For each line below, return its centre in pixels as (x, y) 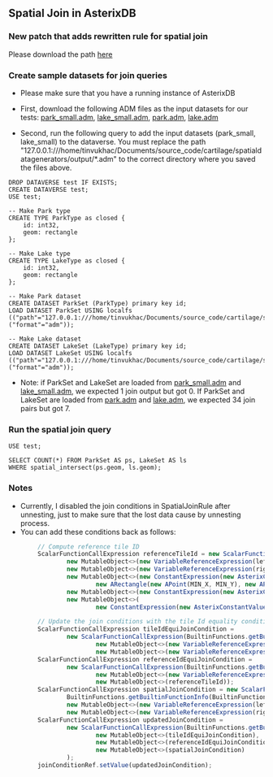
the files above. (46, 167)
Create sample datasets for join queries (88, 75)
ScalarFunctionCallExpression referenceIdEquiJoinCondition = (145, 659)
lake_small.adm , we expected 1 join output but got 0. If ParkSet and (132, 391)
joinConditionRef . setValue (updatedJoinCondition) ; (125, 766)
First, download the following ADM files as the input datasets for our (134, 108)
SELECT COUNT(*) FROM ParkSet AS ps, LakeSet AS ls (97, 461)
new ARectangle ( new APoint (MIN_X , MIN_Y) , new (175, 584)
